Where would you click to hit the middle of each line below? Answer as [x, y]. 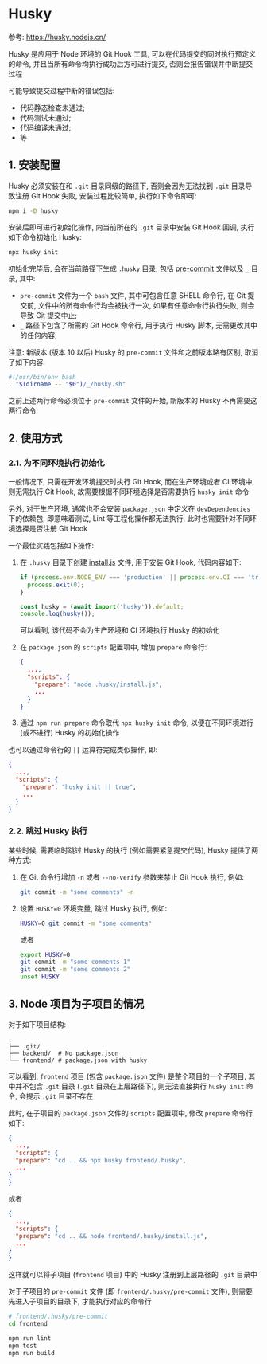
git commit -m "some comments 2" [75, 970]
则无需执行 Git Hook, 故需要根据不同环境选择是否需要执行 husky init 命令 [129, 492]
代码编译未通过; [45, 127]
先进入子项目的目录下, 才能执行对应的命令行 [80, 1301]
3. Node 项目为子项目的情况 [76, 1003]
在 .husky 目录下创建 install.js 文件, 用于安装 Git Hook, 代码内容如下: [130, 562]
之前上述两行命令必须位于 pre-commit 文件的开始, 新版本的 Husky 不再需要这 [133, 401]
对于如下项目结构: [37, 1024]
